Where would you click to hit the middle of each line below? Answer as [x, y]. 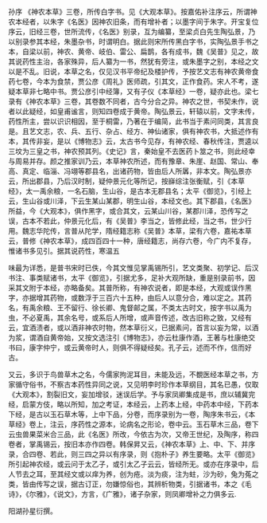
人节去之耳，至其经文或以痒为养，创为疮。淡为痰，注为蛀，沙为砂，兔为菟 [130, 474]
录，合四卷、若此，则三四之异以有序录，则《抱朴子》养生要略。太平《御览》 [133, 454]
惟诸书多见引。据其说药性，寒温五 [64, 251]
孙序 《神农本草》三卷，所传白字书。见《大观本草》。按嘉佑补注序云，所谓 [129, 12]
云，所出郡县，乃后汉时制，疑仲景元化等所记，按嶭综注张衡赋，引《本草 [126, 181]
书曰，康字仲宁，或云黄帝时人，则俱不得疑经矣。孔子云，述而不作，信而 [126, 348]
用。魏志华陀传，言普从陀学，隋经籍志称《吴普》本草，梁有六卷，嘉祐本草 [130, 231]
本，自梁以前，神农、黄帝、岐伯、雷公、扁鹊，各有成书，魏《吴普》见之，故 [133, 51]
